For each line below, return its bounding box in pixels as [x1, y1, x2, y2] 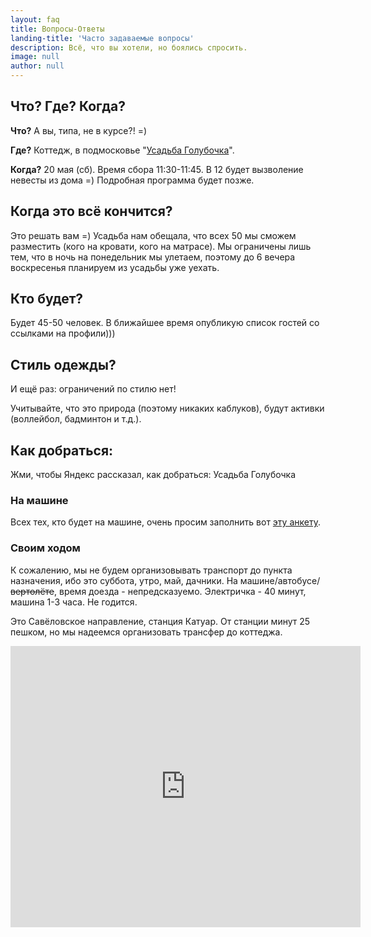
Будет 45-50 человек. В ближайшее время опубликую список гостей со [10, 317, 320, 329]
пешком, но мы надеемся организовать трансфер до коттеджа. [10, 626, 283, 638]
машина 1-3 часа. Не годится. [10, 596, 138, 608]
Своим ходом [10, 541, 81, 555]
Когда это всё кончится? [10, 203, 173, 220]
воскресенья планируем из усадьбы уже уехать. [10, 261, 220, 273]
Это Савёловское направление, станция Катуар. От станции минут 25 [10, 615, 311, 627]
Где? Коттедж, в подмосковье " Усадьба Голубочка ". [10, 144, 235, 156]
